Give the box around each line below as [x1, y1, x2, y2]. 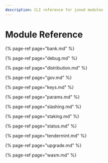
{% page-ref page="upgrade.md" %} [5, 142, 82, 148]
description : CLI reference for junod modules [5, 7, 104, 12]
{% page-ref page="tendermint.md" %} [5, 132, 87, 138]
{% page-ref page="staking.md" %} [5, 113, 80, 119]
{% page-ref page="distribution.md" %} [5, 64, 88, 70]
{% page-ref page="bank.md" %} [5, 45, 75, 51]
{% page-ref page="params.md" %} [5, 93, 80, 100]
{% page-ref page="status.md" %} [5, 123, 77, 129]
